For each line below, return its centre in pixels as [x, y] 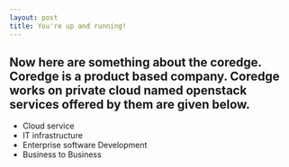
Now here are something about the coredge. [135, 62]
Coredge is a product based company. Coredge [145, 76]
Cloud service [48, 126]
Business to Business [62, 154]
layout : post [34, 18]
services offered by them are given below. [130, 104]
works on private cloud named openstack [128, 90]
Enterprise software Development [85, 145]
